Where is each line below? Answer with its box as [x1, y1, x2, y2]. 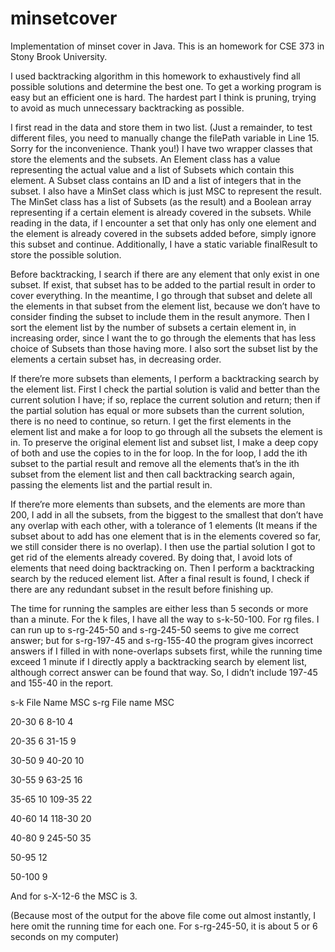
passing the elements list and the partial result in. [10, 478, 213, 491]
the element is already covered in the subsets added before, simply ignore [10, 227, 317, 239]
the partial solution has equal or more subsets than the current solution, [10, 404, 305, 416]
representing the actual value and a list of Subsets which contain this [10, 163, 295, 176]
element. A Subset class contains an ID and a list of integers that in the [10, 174, 302, 186]
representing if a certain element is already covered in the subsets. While [10, 206, 312, 218]
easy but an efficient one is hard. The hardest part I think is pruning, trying [10, 91, 317, 103]
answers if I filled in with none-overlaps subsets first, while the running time [10, 645, 323, 657]
